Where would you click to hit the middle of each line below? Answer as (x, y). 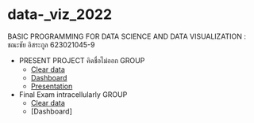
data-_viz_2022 (60, 15)
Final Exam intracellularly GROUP (73, 94)
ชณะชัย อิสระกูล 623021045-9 (51, 44)
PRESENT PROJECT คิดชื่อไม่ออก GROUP (82, 60)
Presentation (52, 86)
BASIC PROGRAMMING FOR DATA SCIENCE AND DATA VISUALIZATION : (127, 36)
